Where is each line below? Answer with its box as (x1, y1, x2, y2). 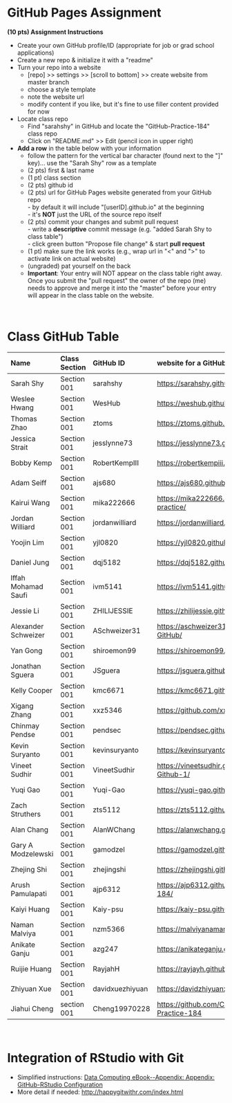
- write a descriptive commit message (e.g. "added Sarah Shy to (27, 225, 212, 233)
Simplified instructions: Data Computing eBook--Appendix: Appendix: (17, 1073, 215, 1081)
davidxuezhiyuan (93, 984, 148, 994)
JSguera (93, 666, 121, 675)
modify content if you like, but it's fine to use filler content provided (27, 100, 219, 108)
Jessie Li (10, 605, 39, 615)
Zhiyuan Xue (10, 984, 52, 994)
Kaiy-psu (93, 904, 124, 914)
